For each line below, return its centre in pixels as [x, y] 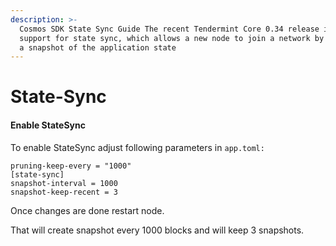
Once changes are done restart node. [87, 210]
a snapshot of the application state [98, 47]
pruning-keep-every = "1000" [71, 166]
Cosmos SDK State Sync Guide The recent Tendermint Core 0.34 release [169, 29]
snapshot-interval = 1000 [64, 183]
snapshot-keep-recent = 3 [64, 192]
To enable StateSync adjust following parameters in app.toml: [137, 147]
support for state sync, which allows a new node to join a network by [172, 38]
